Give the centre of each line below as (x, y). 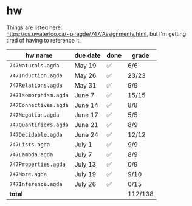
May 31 (85, 85)
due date (87, 55)
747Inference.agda (36, 184)
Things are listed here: (34, 27)
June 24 (86, 134)
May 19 (85, 66)
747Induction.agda (36, 75)
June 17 (86, 115)
